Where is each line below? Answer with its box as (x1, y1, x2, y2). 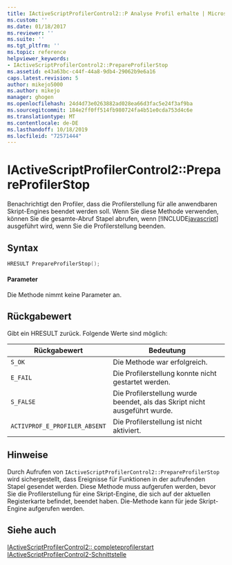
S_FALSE (10, 397, 36, 406)
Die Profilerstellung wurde (113, 388, 197, 398)
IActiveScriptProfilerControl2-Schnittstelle (7, 550, 127, 558)
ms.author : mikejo (7, 87, 60, 94)
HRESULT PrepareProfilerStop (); (7, 260, 100, 267)
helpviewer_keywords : (7, 55, 70, 62)
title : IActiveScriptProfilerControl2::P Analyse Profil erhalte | (7, 10, 206, 17)
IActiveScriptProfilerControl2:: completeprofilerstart (7, 543, 154, 551)
